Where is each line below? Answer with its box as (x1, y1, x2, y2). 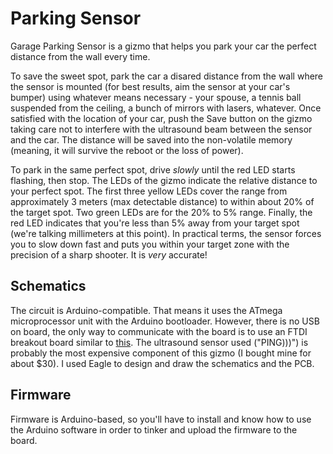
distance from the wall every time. (10, 50, 151, 62)
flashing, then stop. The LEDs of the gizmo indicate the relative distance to (10, 174, 318, 186)
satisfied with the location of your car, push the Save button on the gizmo (10, 112, 313, 124)
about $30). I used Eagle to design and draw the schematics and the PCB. (10, 357, 315, 369)
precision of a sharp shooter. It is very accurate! (10, 248, 208, 261)
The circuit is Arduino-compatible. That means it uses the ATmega (10, 304, 283, 316)
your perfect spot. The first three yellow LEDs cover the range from (10, 185, 288, 197)
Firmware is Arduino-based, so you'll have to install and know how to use (10, 413, 312, 425)
